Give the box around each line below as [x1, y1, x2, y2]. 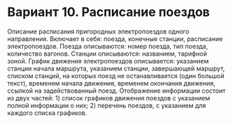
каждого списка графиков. [7, 109, 87, 117]
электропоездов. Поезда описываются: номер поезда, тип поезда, [7, 42, 209, 50]
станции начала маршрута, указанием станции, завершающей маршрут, [7, 64, 225, 72]
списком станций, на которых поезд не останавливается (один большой [7, 71, 225, 80]
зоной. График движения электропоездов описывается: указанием [7, 56, 209, 65]
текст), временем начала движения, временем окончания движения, [7, 79, 216, 87]
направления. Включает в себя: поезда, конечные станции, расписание [7, 34, 223, 42]
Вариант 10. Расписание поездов [7, 4, 210, 20]
